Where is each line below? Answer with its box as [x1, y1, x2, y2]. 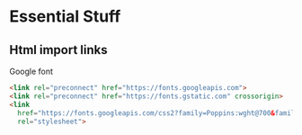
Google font [9, 66, 54, 76]
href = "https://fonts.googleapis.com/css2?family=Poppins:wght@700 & [17, 108, 276, 118]
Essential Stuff [9, 6, 121, 27]
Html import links [9, 42, 108, 58]
